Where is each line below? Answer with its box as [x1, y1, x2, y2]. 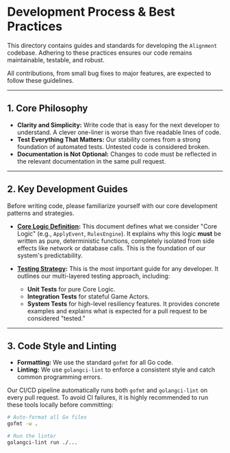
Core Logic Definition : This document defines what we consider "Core [16, 222, 218, 230]
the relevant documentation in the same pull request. [16, 157, 166, 165]
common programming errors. [16, 373, 103, 381]
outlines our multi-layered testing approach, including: [16, 272, 170, 280]
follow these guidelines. [7, 76, 74, 84]
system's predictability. [16, 251, 83, 259]
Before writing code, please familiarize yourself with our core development [7, 201, 218, 209]
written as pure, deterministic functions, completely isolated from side [16, 237, 215, 245]
